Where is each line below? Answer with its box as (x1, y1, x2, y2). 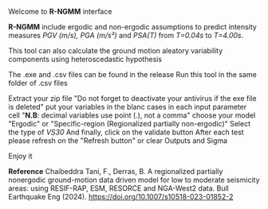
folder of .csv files (8, 79, 68, 87)
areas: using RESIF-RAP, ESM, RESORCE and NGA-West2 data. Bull (8, 184, 229, 193)
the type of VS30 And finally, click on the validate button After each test (8, 127, 245, 137)
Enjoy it (8, 151, 33, 161)
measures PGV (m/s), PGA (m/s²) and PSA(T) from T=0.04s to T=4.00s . (8, 31, 244, 40)
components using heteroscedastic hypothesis (8, 55, 162, 64)
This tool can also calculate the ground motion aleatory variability (8, 46, 223, 55)
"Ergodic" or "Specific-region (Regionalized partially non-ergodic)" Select (8, 119, 251, 128)
